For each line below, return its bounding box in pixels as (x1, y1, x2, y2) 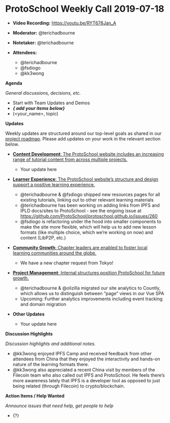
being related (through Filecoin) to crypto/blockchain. (12, 383, 125, 389)
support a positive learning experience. (12, 181, 95, 187)
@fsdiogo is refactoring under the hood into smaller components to (20, 218, 161, 224)
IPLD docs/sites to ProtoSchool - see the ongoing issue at (20, 207, 141, 214)
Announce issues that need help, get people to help (5, 403, 114, 409)
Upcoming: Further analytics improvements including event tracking (20, 296, 163, 302)
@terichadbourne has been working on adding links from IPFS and (20, 202, 160, 208)
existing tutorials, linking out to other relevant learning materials (20, 196, 154, 203)
